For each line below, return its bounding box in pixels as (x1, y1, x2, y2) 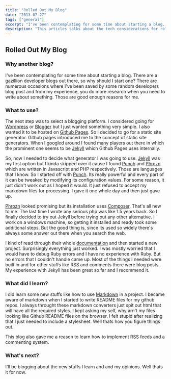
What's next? (5, 352, 39, 359)
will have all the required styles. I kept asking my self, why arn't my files (5, 308, 155, 314)
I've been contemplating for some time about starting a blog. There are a (5, 72, 158, 78)
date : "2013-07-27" (5, 12, 47, 17)
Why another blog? (5, 61, 54, 68)
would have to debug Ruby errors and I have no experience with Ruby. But (5, 251, 161, 257)
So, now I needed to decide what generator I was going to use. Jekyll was (5, 155, 160, 161)
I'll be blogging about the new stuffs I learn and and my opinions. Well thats (5, 363, 163, 370)
